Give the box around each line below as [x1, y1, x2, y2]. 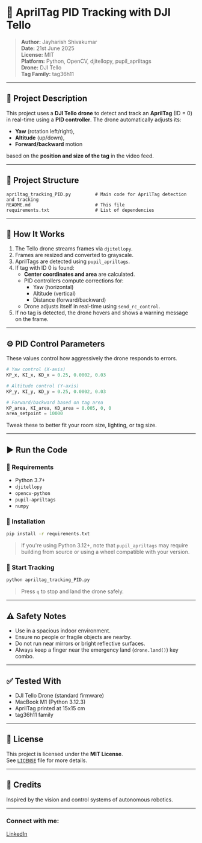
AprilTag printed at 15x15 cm [14, 704, 85, 711]
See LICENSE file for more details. [6, 757, 87, 764]
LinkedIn [6, 830, 28, 838]
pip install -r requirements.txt [6, 531, 90, 537]
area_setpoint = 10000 [6, 410, 63, 417]
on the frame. [14, 316, 49, 323]
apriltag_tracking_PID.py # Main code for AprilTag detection [6, 191, 187, 197]
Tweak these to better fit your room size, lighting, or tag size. [6, 422, 158, 429]
